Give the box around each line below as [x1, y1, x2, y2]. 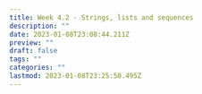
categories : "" [9, 64, 66, 73]
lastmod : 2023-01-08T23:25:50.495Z [9, 72, 142, 81]
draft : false [9, 47, 58, 56]
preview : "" [9, 38, 54, 47]
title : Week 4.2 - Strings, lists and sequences [9, 13, 194, 22]
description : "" [9, 21, 70, 30]
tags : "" [9, 55, 42, 64]
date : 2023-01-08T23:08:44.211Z [9, 30, 130, 38]
